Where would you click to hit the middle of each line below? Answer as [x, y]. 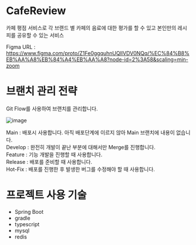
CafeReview [36, 11]
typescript [27, 224]
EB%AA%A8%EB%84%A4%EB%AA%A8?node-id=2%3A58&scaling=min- [97, 59]
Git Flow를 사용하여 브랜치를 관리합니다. [52, 108]
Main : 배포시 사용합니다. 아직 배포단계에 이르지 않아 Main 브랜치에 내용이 [90, 132]
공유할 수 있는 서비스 [40, 35]
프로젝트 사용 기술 [46, 195]
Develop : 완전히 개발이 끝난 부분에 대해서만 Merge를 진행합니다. [81, 147]
